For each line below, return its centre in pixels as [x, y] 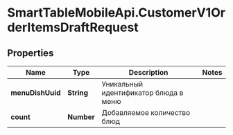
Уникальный [122, 84]
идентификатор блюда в [143, 93]
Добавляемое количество [146, 112]
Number [81, 117]
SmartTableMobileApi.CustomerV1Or [116, 13]
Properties [31, 53]
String [78, 93]
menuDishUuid [36, 93]
